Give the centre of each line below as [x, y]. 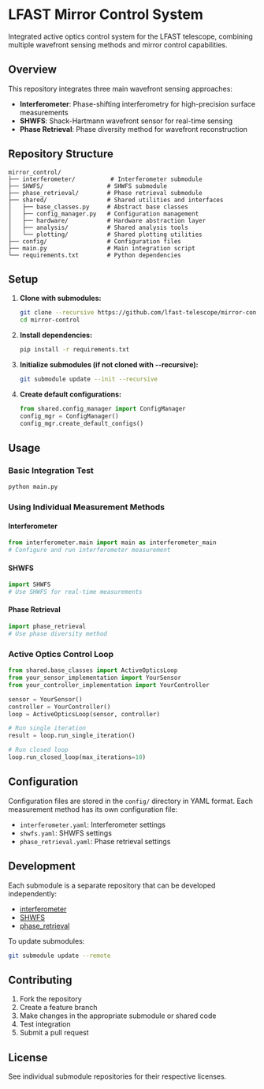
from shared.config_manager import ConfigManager [103, 408]
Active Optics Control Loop [61, 654]
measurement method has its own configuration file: [93, 809]
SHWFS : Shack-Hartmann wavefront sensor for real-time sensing [126, 121]
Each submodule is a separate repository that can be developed [112, 885]
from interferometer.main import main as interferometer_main [112, 543]
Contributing [40, 980]
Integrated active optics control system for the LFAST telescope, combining [131, 36]
